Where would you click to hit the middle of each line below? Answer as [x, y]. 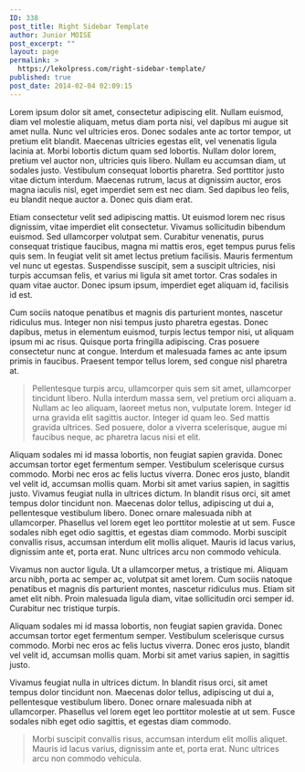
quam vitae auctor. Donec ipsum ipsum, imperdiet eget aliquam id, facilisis [149, 285]
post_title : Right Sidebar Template [79, 26]
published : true [40, 78]
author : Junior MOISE [51, 35]
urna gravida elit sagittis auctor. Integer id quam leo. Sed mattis [151, 418]
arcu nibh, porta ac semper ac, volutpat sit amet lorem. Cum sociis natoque [151, 579]
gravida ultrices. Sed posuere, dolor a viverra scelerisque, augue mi [159, 427]
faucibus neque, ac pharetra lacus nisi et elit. [116, 437]
